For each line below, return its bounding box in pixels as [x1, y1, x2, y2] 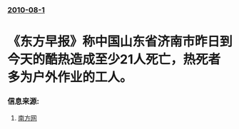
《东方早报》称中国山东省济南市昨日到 [7, 33, 233, 50]
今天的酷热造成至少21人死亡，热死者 [7, 51, 221, 68]
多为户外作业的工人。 [7, 69, 133, 86]
